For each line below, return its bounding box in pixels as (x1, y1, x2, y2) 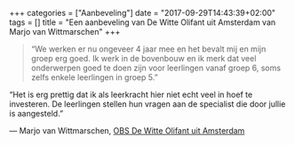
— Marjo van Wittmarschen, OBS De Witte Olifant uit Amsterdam (9, 125, 245, 136)
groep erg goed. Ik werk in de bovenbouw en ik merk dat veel (30, 53, 257, 63)
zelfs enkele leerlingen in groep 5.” (30, 72, 158, 83)
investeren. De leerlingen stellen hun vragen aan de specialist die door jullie (9, 99, 286, 109)
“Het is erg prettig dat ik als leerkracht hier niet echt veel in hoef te (9, 89, 253, 100)
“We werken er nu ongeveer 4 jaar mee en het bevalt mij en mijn (30, 44, 267, 54)
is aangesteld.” (9, 109, 64, 118)
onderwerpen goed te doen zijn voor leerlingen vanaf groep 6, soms (30, 62, 282, 73)
